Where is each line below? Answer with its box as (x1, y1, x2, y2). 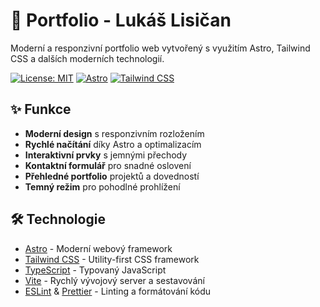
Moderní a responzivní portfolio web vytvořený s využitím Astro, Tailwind (10, 42, 311, 54)
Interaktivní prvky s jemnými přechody (24, 149, 188, 161)
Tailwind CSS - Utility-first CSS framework (24, 253, 200, 265)
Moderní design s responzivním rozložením (24, 127, 205, 139)
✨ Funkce (10, 101, 72, 118)
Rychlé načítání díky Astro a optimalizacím (24, 138, 202, 150)
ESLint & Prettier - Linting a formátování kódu (24, 285, 212, 297)
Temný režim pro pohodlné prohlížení (24, 180, 181, 193)
